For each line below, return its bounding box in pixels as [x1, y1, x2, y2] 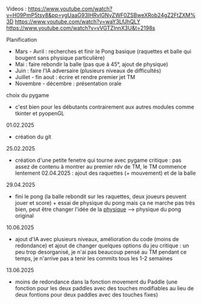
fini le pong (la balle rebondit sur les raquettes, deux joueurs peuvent [14, 193, 187, 200]
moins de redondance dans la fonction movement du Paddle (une [14, 278, 178, 285]
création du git [14, 133, 51, 140]
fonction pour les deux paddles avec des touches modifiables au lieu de [14, 285, 194, 292]
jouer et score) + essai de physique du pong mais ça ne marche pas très [14, 199, 195, 206]
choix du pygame [6, 92, 49, 99]
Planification [6, 36, 37, 43]
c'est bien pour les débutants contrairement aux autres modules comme [14, 103, 195, 111]
